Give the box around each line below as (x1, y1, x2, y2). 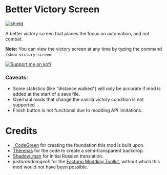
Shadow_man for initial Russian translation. (12, 153, 103, 159)
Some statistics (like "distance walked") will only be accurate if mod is (12, 85, 161, 92)
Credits (5, 125, 37, 137)
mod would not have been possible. (12, 164, 88, 170)
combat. (5, 36, 23, 42)
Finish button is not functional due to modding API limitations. (12, 107, 142, 114)
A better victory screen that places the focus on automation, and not (5, 30, 150, 36)
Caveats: (5, 74, 28, 81)
